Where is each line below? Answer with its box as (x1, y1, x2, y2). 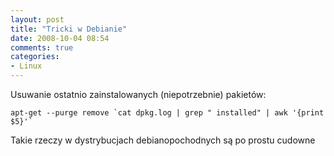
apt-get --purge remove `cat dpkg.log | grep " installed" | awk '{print (10, 108, 325, 118)
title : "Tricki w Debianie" (10, 24, 128, 34)
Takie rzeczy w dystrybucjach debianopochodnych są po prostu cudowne (10, 134, 316, 146)
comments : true (10, 42, 74, 53)
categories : (10, 52, 60, 62)
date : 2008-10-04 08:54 (10, 33, 110, 43)
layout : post (10, 14, 65, 25)
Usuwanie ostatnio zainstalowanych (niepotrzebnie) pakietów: (10, 89, 267, 100)
